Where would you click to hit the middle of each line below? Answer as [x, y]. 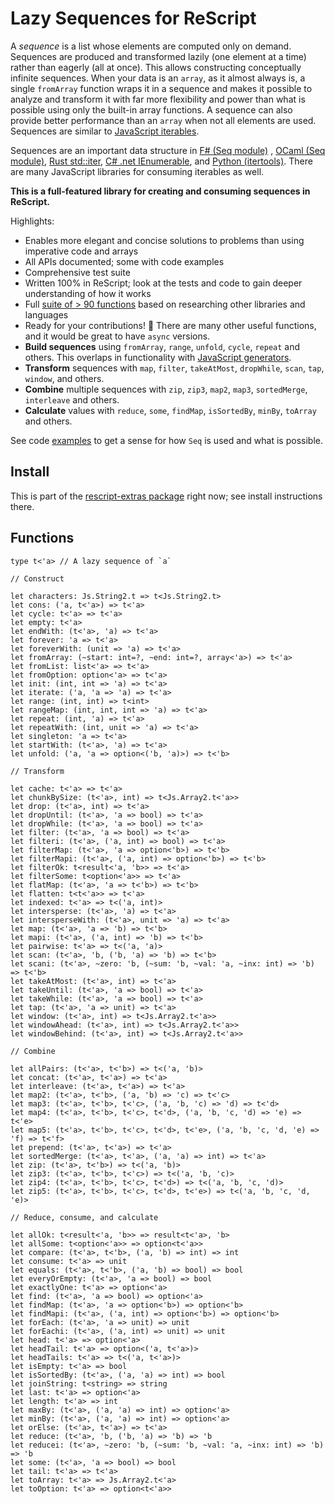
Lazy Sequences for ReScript [133, 18]
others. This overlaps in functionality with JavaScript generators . [158, 357]
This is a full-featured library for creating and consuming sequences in [160, 191]
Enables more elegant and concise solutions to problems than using [164, 240]
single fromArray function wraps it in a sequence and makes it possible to [161, 88]
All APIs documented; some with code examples [124, 261]
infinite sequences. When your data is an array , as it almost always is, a [158, 78]
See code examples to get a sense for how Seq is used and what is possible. [166, 440]
